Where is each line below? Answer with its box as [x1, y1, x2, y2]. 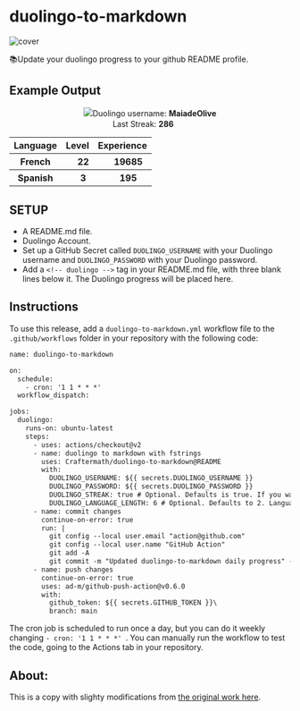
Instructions [9, 300, 79, 315]
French [20, 156, 51, 168]
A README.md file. [21, 226, 93, 237]
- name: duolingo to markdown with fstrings [32, 449, 202, 458]
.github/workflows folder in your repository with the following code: [9, 333, 259, 343]
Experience [97, 140, 147, 152]
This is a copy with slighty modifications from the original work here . [9, 691, 262, 702]
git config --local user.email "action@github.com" [48, 532, 246, 541]
